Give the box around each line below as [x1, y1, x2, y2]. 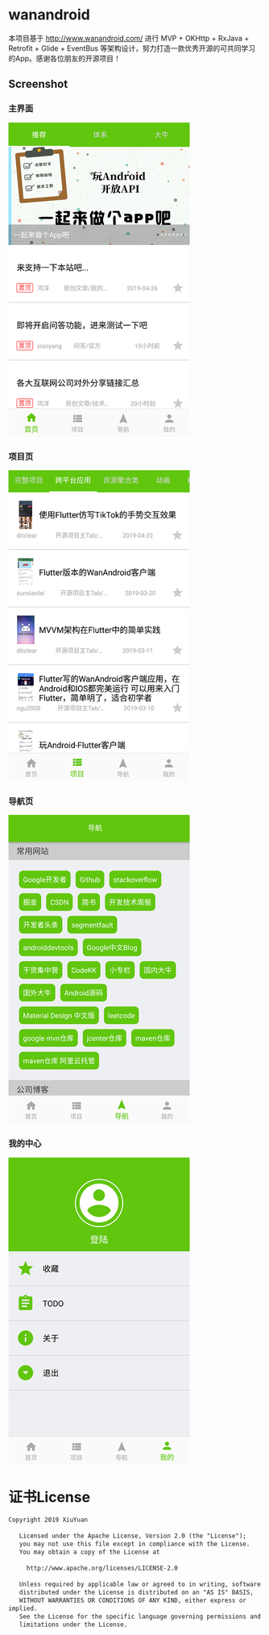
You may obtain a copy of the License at [19, 1548, 160, 1557]
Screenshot [8, 77, 68, 91]
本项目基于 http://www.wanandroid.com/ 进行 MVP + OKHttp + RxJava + [8, 33, 250, 43]
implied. [8, 1604, 38, 1613]
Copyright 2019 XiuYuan [8, 1516, 89, 1525]
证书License [8, 1487, 91, 1506]
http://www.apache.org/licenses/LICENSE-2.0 [26, 1564, 179, 1573]
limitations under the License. [19, 1620, 128, 1629]
